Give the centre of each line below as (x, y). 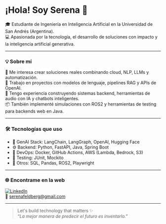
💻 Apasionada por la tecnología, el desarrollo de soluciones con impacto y (82, 37)
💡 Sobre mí (19, 61)
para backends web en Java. (35, 112)
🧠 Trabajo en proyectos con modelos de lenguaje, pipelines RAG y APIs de (81, 83)
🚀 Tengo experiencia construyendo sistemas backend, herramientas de (78, 93)
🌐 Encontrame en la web (35, 180)
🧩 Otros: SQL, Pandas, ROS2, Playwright (53, 163)
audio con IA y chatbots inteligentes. (42, 99)
